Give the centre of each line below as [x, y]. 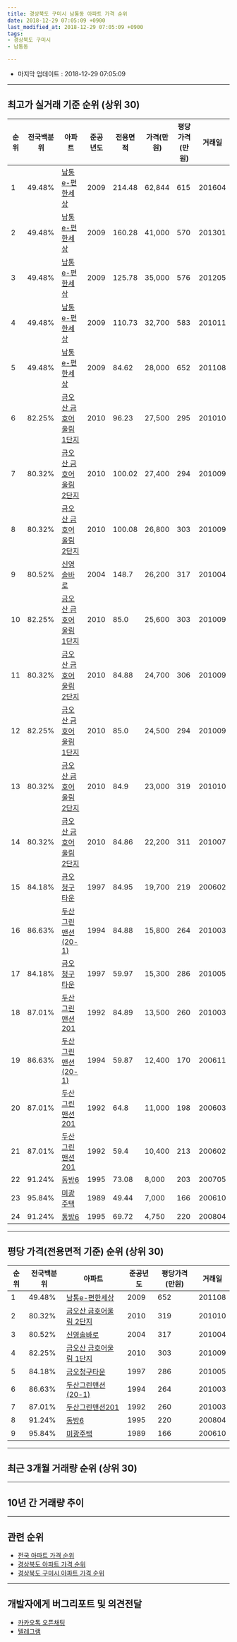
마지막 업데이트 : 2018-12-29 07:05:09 [72, 74]
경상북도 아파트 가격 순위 [51, 1564]
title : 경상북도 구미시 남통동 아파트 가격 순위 [67, 14]
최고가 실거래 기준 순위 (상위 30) [74, 105]
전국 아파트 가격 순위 [46, 1556]
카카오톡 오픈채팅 [41, 1622]
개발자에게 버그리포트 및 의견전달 [75, 1604]
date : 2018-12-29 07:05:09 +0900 [56, 20]
